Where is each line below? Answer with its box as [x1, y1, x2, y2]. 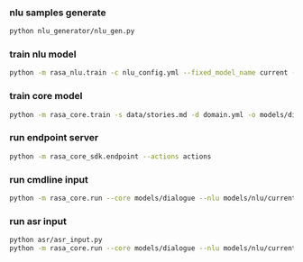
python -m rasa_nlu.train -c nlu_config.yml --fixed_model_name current [9, 68, 289, 77]
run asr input [9, 214, 68, 227]
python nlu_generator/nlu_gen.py [9, 27, 135, 36]
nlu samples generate [9, 6, 106, 19]
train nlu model [9, 48, 77, 60]
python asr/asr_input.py [9, 236, 103, 245]
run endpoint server [9, 131, 99, 144]
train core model [9, 90, 83, 103]
